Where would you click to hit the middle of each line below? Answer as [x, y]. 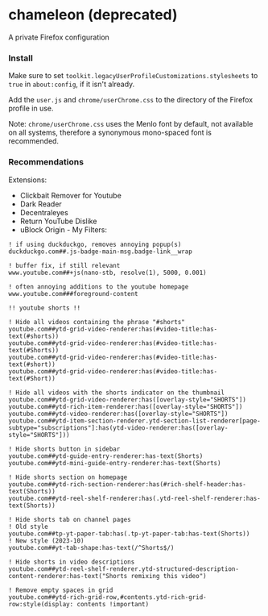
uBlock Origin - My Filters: [63, 229]
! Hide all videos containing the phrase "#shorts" [97, 322]
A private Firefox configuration [59, 37]
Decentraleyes [44, 212]
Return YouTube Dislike [58, 221]
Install [21, 58]
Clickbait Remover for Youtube [71, 195]
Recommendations [46, 162]
